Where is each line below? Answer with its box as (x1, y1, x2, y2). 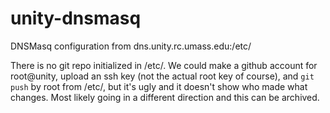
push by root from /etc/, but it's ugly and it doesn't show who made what (10, 80, 308, 92)
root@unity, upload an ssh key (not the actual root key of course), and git (10, 70, 315, 82)
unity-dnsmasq (10, 7, 142, 30)
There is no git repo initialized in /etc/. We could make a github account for (10, 59, 318, 71)
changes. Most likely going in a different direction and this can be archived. (10, 91, 320, 103)
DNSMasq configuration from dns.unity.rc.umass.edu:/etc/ (10, 40, 252, 52)
